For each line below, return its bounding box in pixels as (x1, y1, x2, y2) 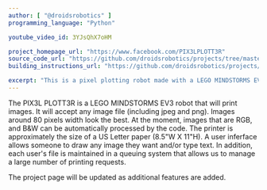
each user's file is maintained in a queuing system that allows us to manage (8, 148, 256, 158)
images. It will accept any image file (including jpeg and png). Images (8, 106, 235, 116)
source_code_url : (8, 55, 66, 63)
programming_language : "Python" (8, 19, 115, 27)
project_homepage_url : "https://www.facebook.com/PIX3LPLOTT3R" (8, 47, 226, 55)
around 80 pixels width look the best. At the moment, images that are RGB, (8, 115, 253, 124)
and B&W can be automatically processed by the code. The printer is (8, 123, 234, 133)
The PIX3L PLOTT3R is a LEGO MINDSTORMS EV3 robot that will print (8, 98, 238, 108)
